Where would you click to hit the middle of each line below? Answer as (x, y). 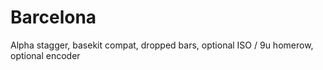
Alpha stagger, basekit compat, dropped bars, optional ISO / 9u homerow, (162, 45)
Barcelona (53, 17)
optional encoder (45, 55)
